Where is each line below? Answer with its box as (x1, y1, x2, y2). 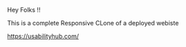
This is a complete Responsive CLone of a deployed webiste (7, 19, 179, 27)
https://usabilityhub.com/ (7, 32, 80, 40)
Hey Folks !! (7, 6, 41, 14)
